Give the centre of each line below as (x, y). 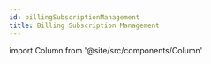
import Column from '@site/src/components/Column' (106, 50)
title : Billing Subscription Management (85, 25)
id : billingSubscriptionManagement (75, 17)
